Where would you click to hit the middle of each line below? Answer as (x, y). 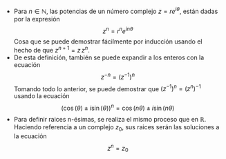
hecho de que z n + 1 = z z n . (51, 49)
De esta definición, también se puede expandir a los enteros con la (109, 57)
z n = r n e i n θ (118, 30)
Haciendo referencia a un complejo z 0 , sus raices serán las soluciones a (116, 128)
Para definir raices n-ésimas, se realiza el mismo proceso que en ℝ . (110, 119)
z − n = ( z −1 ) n (118, 76)
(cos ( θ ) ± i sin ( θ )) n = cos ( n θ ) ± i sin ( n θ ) (118, 107)
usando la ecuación (42, 96)
